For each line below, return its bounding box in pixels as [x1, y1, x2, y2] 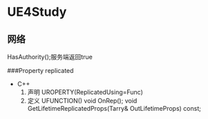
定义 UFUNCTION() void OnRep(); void [27, 97, 138, 105]
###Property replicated [7, 67, 74, 74]
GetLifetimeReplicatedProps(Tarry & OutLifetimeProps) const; [27, 105, 202, 112]
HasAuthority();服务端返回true [7, 53, 93, 61]
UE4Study [7, 4, 67, 20]
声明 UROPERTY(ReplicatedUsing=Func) [27, 88, 144, 96]
